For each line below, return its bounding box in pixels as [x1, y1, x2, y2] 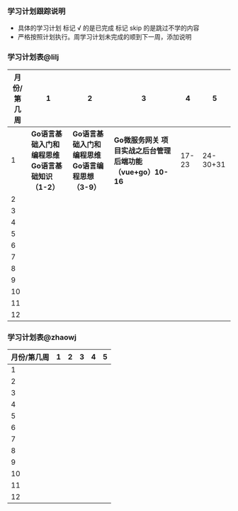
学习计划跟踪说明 [7, 6, 66, 16]
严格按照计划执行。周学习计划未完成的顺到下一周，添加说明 [17, 33, 192, 41]
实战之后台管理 [120, 146, 171, 156]
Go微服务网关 [113, 135, 159, 145]
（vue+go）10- [113, 167, 169, 177]
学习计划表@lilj [7, 52, 59, 62]
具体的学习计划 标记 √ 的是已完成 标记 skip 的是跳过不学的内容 [17, 23, 200, 33]
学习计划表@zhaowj [7, 332, 76, 342]
